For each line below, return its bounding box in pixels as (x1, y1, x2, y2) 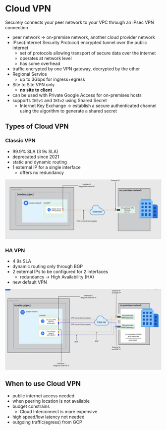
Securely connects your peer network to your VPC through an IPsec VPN (5, 19, 155, 25)
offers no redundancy (19, 169, 64, 175)
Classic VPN (5, 137, 36, 144)
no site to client (19, 87, 53, 93)
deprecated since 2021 (12, 154, 59, 160)
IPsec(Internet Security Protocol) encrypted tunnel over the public (12, 39, 147, 45)
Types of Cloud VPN (5, 122, 69, 131)
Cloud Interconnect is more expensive (19, 408, 98, 414)
